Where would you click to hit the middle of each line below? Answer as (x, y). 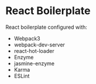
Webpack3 (27, 38)
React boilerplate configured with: (46, 27)
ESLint (22, 76)
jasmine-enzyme (34, 63)
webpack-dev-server (40, 45)
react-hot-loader (34, 51)
